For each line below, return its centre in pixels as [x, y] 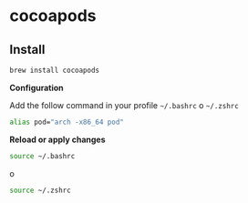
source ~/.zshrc [40, 190]
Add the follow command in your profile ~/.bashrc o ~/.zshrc [124, 105]
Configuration [36, 87]
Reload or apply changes [58, 139]
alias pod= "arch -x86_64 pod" [67, 122]
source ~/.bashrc [42, 156]
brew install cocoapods [55, 70]
